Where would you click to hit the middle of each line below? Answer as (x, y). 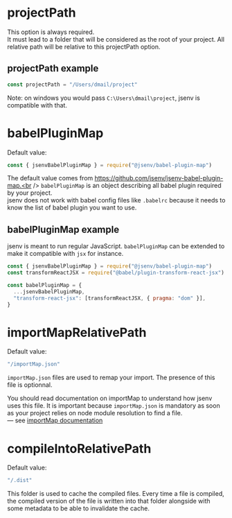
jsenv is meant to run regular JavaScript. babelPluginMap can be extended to (116, 246)
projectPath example (53, 68)
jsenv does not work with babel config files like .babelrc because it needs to (116, 200)
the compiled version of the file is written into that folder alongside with (109, 501)
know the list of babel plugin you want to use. (72, 208)
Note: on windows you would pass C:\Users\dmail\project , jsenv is (104, 98)
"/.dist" (20, 481)
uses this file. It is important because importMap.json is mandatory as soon (114, 406)
